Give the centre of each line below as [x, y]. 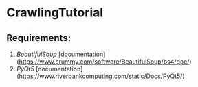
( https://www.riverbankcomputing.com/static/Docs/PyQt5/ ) [100, 76]
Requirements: [39, 38]
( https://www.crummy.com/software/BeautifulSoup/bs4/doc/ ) [104, 62]
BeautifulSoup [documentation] [61, 54]
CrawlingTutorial [55, 13]
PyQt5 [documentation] [49, 69]
